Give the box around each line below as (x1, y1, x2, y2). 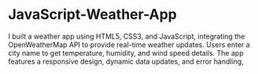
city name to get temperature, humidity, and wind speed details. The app (8, 48, 244, 57)
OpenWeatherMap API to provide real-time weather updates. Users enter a (8, 39, 250, 49)
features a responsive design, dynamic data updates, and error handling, (8, 57, 244, 66)
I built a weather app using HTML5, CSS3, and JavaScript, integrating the (8, 31, 245, 41)
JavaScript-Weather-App (8, 6, 177, 24)
